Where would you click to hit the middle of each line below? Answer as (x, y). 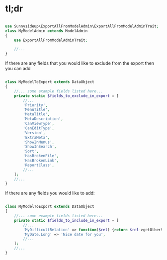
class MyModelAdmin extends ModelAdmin (46, 31)
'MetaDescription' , (43, 119)
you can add (18, 69)
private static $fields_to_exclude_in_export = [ (67, 96)
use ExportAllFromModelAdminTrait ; (51, 40)
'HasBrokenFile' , (41, 156)
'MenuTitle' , (37, 110)
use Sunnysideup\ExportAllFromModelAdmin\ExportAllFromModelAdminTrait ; (82, 26)
